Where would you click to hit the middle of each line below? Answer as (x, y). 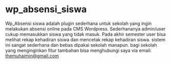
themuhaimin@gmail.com (32, 56)
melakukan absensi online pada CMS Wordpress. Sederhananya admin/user (85, 28)
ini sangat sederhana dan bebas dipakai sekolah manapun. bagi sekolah (81, 45)
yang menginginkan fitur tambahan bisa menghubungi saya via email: (79, 50)
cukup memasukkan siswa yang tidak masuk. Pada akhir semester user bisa (85, 34)
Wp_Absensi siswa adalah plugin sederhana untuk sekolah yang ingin (79, 23)
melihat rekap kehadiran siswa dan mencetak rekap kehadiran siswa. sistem (85, 40)
